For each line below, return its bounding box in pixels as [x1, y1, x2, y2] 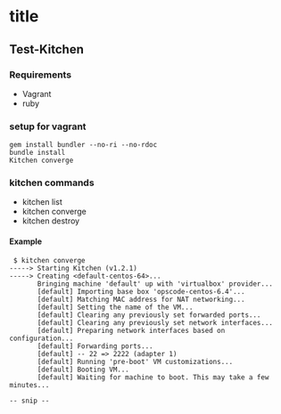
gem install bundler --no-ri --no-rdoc [9, 141, 158, 150]
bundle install [9, 149, 66, 158]
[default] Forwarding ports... [37, 341, 153, 351]
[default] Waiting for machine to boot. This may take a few [37, 372, 269, 382]
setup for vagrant [9, 120, 87, 133]
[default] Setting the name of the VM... [37, 303, 194, 312]
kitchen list [21, 197, 62, 207]
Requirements [9, 69, 72, 81]
